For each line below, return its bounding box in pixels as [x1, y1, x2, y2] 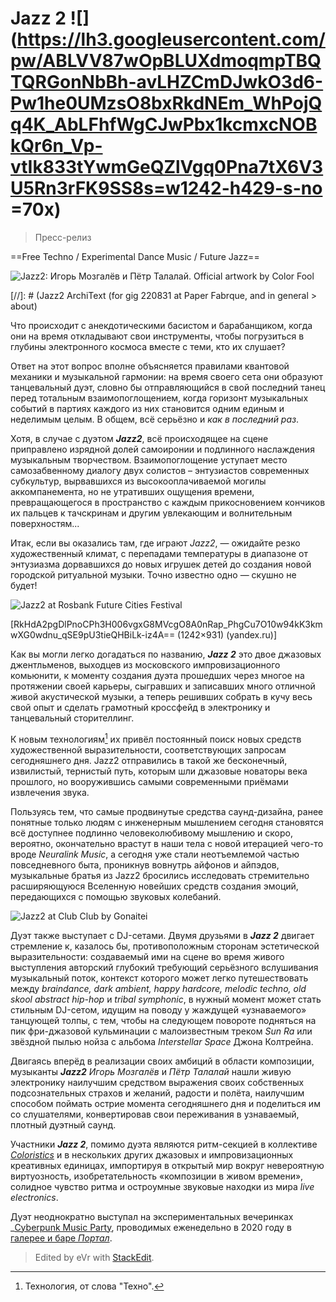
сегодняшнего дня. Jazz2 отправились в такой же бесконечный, [10, 754, 288, 766]
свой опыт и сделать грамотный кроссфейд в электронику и [10, 701, 271, 713]
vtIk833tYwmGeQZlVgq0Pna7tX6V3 [10, 156, 324, 179]
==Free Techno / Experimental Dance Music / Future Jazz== [10, 250, 260, 262]
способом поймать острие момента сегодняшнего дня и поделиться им [10, 1097, 321, 1109]
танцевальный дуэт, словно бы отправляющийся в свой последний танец [10, 381, 326, 393]
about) [10, 300, 38, 312]
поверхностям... [10, 517, 80, 529]
